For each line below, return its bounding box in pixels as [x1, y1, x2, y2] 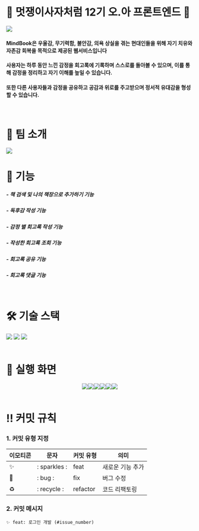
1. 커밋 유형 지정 [6, 435, 49, 443]
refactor [73, 485, 96, 493]
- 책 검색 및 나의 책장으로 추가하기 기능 [6, 191, 94, 198]
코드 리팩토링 [102, 485, 137, 494]
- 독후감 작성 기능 [6, 207, 46, 214]
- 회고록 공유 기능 [6, 255, 46, 262]
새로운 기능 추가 [102, 463, 144, 471]
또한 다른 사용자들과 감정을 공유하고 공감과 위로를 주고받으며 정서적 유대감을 [6, 84, 180, 91]
